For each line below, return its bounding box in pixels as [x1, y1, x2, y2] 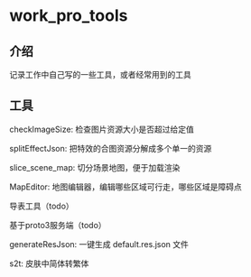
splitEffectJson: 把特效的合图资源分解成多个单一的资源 [9, 143, 212, 153]
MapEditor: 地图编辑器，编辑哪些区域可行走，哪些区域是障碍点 [9, 181, 242, 192]
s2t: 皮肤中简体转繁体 [9, 258, 89, 269]
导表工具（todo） [9, 200, 74, 211]
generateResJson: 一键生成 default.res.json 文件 [9, 238, 190, 249]
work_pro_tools [9, 5, 128, 26]
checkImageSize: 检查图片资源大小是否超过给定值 [9, 124, 194, 134]
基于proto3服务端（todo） [9, 219, 107, 230]
